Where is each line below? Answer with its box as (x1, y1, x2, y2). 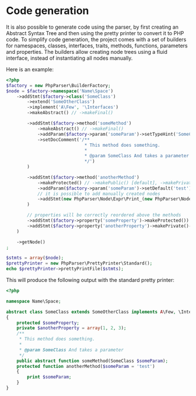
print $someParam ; (27, 374, 72, 380)
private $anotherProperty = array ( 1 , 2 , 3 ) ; (16, 325, 127, 331)
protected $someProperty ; (16, 320, 80, 326)
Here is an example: (6, 66, 54, 73)
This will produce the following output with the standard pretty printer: (6, 277, 175, 284)
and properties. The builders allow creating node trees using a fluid (6, 48, 167, 55)
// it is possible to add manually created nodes (37, 191, 160, 197)
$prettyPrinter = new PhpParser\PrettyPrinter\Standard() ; (6, 260, 153, 267)
